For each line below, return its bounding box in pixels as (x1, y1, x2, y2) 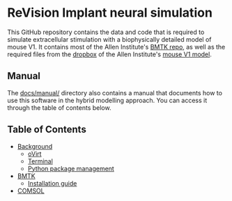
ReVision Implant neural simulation (7, 5, 212, 21)
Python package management (27, 164, 115, 172)
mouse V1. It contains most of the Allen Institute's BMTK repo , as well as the (7, 42, 226, 51)
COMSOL (17, 186, 45, 195)
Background (17, 142, 53, 150)
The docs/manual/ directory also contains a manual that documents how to (7, 88, 223, 97)
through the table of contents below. (7, 103, 111, 112)
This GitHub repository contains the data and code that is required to (7, 28, 205, 36)
